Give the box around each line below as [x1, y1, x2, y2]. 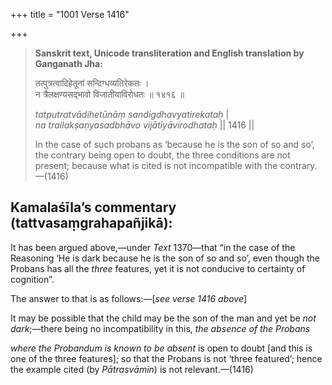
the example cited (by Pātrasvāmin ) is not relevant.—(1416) [10, 363, 254, 375]
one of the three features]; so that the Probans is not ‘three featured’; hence [10, 352, 323, 364]
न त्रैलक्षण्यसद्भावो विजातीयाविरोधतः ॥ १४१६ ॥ [34, 89, 185, 100]
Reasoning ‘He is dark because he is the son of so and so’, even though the [10, 252, 320, 264]
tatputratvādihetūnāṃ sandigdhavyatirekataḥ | [34, 109, 230, 120]
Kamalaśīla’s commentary [10, 199, 177, 216]
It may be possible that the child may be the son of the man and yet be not [10, 312, 317, 324]
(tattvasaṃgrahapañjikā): [10, 215, 173, 232]
